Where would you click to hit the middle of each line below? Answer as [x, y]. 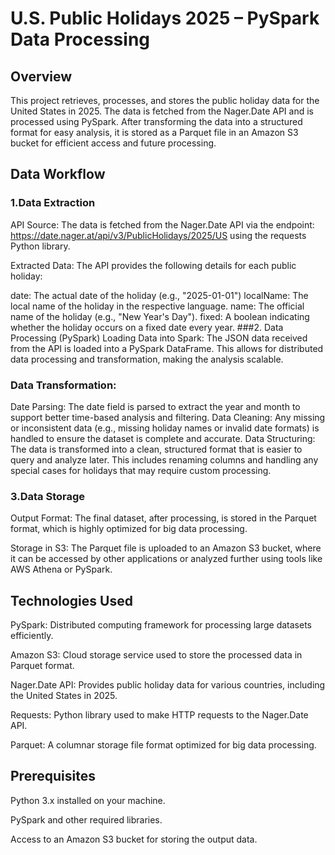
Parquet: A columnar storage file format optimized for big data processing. [163, 745]
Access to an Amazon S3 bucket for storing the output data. [134, 839]
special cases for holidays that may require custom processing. [141, 470]
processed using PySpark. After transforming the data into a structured [156, 121]
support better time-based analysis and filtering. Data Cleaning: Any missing [168, 417]
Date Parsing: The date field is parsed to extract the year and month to [155, 406]
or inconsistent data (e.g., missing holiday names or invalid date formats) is [165, 428]
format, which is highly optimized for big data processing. [129, 529]
